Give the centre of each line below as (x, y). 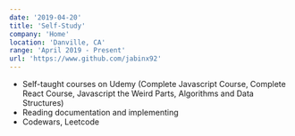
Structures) (43, 103)
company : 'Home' (39, 34)
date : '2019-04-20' (46, 17)
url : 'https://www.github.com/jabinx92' (86, 59)
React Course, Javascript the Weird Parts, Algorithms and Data (138, 93)
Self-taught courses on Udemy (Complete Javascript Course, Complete (154, 84)
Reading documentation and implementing (100, 112)
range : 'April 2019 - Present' (67, 51)
